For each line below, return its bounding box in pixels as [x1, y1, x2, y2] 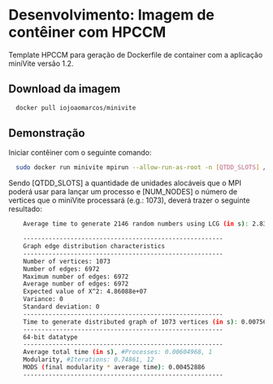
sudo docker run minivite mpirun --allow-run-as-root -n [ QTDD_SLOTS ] [15, 164, 260, 172]
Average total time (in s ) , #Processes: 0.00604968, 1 [23, 348, 213, 356]
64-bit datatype [23, 333, 79, 341]
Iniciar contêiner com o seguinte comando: [8, 148, 152, 158]
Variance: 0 [23, 295, 63, 303]
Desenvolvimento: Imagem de [8, 6, 215, 24]
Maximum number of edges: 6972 [23, 273, 129, 281]
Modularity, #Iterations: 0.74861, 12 [23, 356, 154, 364]
